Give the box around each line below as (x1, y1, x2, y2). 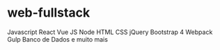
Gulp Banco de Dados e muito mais (7, 35, 108, 43)
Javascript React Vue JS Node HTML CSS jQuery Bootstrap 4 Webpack (7, 28, 213, 36)
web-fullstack (7, 5, 91, 21)
